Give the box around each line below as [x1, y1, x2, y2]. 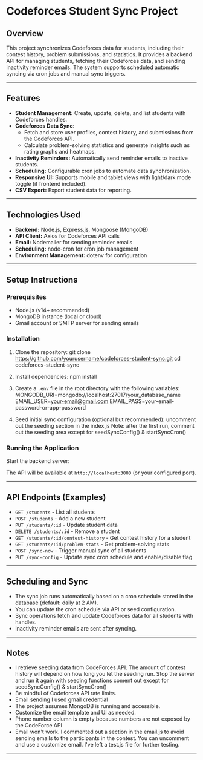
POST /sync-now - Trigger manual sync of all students [14, 546, 147, 554]
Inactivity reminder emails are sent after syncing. [14, 624, 137, 632]
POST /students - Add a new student [14, 514, 106, 522]
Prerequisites [6, 292, 47, 301]
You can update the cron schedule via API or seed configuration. [14, 605, 176, 612]
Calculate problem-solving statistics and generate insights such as [24, 141, 190, 149]
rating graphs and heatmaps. [24, 148, 97, 155]
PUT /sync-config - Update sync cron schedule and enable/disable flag [14, 553, 193, 560]
